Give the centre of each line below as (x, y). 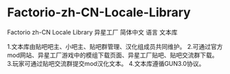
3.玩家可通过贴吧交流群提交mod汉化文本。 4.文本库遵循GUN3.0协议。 (106, 63)
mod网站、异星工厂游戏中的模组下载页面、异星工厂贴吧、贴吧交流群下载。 (113, 55)
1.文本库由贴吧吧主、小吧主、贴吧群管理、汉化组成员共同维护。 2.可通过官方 (115, 46)
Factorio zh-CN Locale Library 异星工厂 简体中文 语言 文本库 (92, 32)
